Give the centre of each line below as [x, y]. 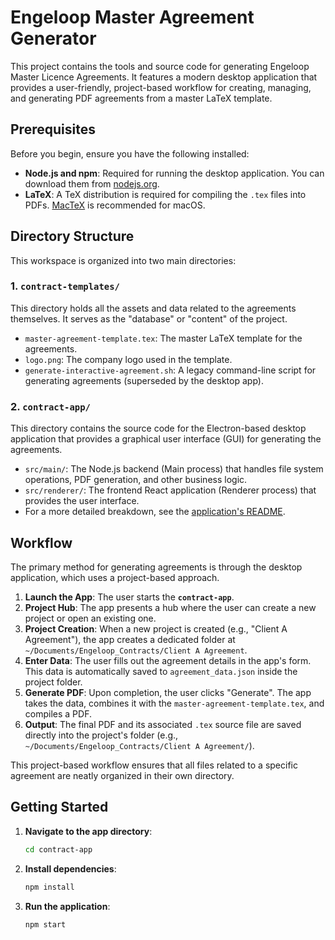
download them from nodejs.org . [92, 183]
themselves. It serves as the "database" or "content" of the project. [149, 318]
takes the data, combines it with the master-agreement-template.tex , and [174, 703]
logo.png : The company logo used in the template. [128, 359]
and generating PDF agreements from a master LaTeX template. [141, 98]
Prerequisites [53, 129]
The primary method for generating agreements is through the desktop [156, 567]
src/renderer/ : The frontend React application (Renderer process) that [170, 490]
